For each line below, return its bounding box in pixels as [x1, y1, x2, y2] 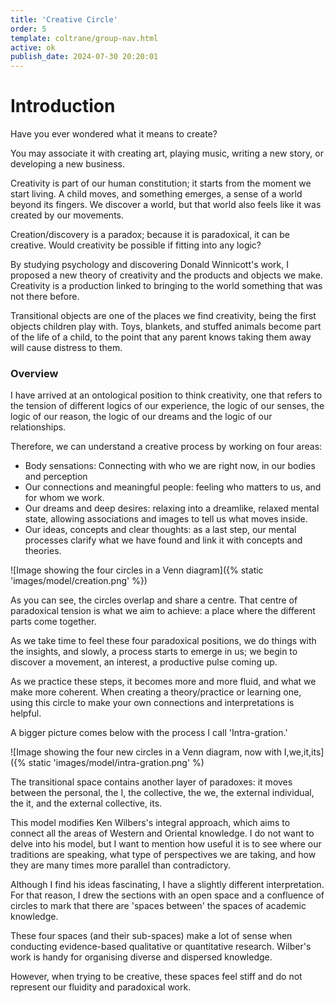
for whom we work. [24, 492, 105, 504]
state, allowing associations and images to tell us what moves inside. [24, 513, 308, 525]
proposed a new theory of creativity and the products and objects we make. [10, 269, 323, 281]
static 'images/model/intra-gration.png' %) [28, 757, 205, 769]
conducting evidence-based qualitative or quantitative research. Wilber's [10, 941, 312, 953]
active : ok [10, 42, 56, 53]
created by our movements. [10, 209, 125, 221]
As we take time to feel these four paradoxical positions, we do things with [10, 635, 317, 647]
